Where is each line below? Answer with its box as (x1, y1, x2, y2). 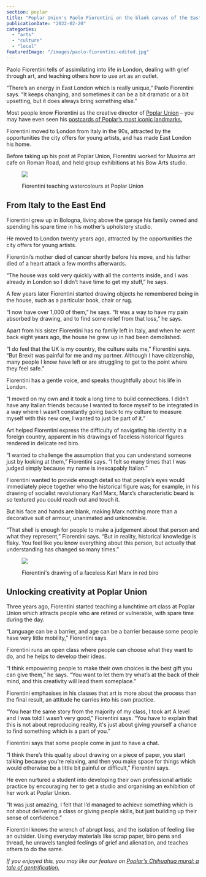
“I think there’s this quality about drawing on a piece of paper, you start (6, 751, 186, 759)
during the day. (6, 616, 45, 623)
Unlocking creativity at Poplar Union (6, 586, 148, 597)
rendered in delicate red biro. (6, 439, 80, 446)
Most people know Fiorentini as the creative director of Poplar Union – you (6, 109, 194, 117)
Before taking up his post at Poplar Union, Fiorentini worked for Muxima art (6, 152, 196, 159)
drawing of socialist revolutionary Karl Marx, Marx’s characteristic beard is (6, 489, 194, 497)
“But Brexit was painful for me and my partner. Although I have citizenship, (6, 351, 194, 359)
